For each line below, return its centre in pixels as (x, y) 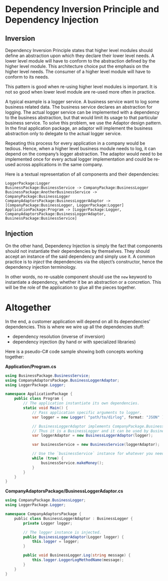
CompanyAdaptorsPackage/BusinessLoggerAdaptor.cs (64, 491)
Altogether (28, 308)
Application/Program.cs (31, 366)
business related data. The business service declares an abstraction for (79, 107)
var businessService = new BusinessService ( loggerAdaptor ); (96, 445)
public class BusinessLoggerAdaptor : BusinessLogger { (74, 518)
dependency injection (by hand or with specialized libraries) (74, 342)
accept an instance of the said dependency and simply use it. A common (80, 256)
